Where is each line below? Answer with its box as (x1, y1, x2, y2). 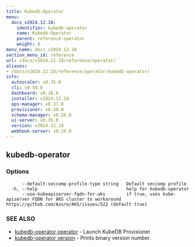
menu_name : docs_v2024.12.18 (6, 47, 77, 53)
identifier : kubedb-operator (16, 25, 88, 31)
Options (6, 167, 29, 176)
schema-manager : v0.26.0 (11, 112, 72, 118)
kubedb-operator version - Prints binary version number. (14, 234, 151, 241)
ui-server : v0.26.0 (11, 118, 59, 123)
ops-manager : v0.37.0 (11, 101, 64, 107)
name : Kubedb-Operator (16, 30, 72, 36)
